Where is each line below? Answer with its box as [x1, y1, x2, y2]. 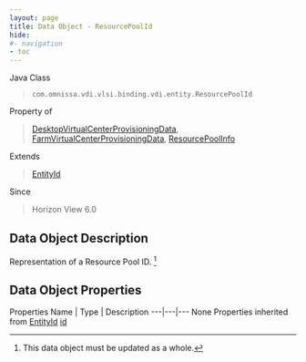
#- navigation [9, 38, 64, 48]
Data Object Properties [9, 282, 142, 297]
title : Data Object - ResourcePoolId [9, 22, 153, 31]
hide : [9, 30, 30, 39]
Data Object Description [9, 230, 148, 246]
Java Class [9, 72, 51, 83]
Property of [9, 106, 53, 117]
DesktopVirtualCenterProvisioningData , [31, 124, 179, 135]
